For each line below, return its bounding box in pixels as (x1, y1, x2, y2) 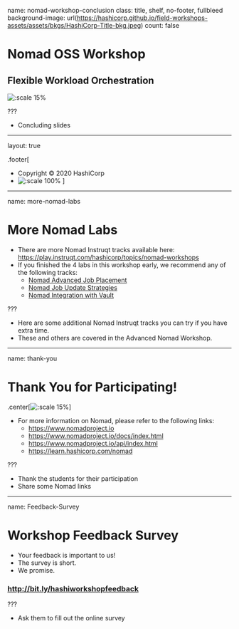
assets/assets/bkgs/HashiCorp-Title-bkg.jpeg (7, 21, 142, 29)
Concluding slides (17, 121, 71, 129)
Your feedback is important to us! (17, 551, 116, 559)
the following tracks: (17, 268, 78, 276)
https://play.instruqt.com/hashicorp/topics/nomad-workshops (17, 253, 199, 261)
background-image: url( (7, 14, 78, 22)
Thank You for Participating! (7, 379, 178, 395)
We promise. (17, 566, 55, 574)
